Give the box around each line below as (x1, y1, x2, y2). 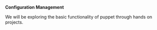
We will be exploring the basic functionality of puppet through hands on (5, 14, 153, 19)
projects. (5, 19, 23, 25)
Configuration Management (5, 4, 64, 10)
